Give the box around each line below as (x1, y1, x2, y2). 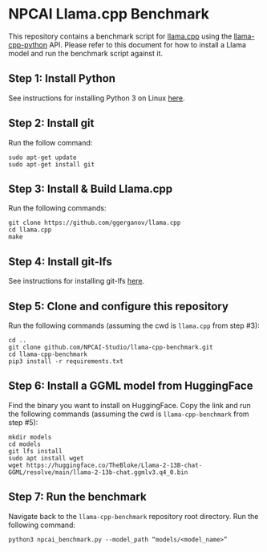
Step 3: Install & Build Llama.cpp (8, 182, 173, 195)
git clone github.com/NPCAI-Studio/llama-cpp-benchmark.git (8, 343, 214, 351)
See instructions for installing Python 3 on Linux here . (8, 93, 186, 103)
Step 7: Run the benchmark (8, 490, 147, 504)
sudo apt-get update (8, 153, 78, 162)
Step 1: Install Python (8, 72, 116, 85)
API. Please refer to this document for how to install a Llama (49, 39, 247, 49)
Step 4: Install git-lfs (8, 255, 112, 268)
